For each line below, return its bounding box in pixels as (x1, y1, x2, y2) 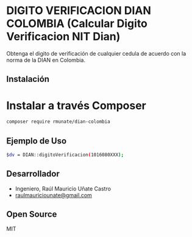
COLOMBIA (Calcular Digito (6, 16, 148, 31)
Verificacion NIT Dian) (6, 30, 121, 43)
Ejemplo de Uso (6, 136, 67, 146)
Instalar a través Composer (6, 98, 146, 112)
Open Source (6, 209, 57, 220)
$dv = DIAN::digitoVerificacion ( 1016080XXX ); (6, 151, 124, 158)
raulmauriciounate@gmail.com (15, 191, 93, 199)
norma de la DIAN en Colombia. (6, 56, 85, 64)
